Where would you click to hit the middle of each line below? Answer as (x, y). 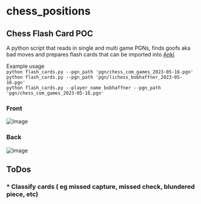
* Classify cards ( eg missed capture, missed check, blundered (100, 186)
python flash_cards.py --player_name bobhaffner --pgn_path (84, 88)
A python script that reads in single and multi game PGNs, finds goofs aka (98, 48)
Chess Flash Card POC (50, 34)
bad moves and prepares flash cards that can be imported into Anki (90, 54)
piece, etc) (22, 194)
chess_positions (48, 11)
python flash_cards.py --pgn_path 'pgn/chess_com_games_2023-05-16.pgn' (100, 72)
